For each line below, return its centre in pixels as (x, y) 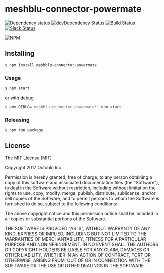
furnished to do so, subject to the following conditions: (61, 204)
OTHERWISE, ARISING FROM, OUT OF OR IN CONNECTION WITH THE (78, 260)
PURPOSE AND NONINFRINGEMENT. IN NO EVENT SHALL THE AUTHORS (82, 244)
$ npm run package (24, 130)
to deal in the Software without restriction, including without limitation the (80, 188)
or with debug (19, 98)
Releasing (17, 120)
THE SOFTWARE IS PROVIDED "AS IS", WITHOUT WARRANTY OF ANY (78, 228)
